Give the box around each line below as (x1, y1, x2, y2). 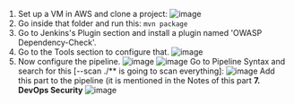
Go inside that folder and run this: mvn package (17, 18, 188, 29)
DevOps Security (17, 85, 83, 95)
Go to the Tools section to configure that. (17, 47, 170, 57)
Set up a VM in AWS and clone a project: (17, 9, 169, 19)
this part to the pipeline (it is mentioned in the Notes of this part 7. (17, 75, 261, 85)
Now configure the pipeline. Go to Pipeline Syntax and (17, 56, 286, 66)
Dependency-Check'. (17, 37, 97, 48)
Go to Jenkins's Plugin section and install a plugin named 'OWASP (17, 28, 263, 38)
